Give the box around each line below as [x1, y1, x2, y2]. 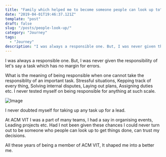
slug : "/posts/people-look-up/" [5, 26, 72, 31]
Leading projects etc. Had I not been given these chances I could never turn [5, 122, 160, 128]
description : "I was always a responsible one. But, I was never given [5, 44, 156, 49]
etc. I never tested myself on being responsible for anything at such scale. [5, 88, 156, 94]
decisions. [5, 132, 26, 138]
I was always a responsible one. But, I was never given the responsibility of [5, 57, 158, 63]
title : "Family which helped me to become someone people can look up [5, 7, 154, 12]
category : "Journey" [5, 30, 48, 35]
